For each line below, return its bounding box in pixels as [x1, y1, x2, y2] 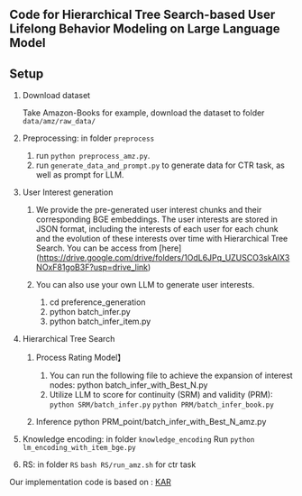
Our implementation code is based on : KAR [9, 477, 171, 488]
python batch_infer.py [49, 307, 131, 317]
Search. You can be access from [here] [35, 243, 182, 253]
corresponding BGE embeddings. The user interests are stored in [35, 214, 278, 225]
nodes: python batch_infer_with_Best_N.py [49, 380, 208, 390]
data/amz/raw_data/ [22, 117, 96, 126]
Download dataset [22, 90, 91, 101]
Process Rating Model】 [35, 352, 126, 363]
